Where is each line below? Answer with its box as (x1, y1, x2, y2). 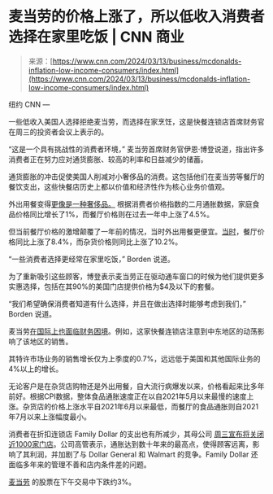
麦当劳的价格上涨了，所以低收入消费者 (8, 7, 266, 26)
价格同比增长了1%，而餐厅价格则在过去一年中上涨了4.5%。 (15, 209, 214, 219)
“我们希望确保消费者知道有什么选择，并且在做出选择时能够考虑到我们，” (8, 299, 246, 308)
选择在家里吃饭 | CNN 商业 (8, 28, 184, 46)
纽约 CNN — (8, 99, 50, 109)
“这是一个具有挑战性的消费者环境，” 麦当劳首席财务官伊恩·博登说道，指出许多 (8, 144, 265, 154)
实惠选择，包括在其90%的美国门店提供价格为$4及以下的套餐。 (8, 282, 219, 291)
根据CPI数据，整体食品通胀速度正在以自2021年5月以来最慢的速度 (29, 391, 247, 401)
